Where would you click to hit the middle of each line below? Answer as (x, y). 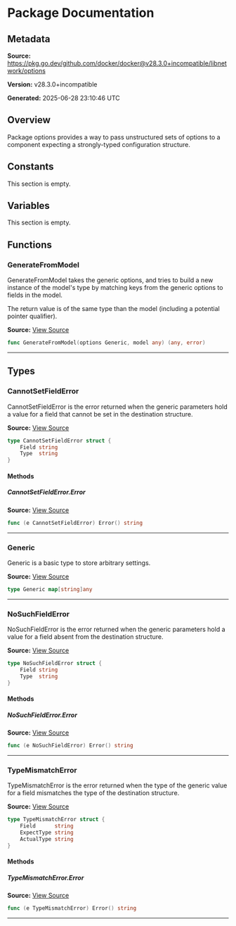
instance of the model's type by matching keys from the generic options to (115, 288)
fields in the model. (35, 295)
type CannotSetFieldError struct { (59, 440)
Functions (30, 245)
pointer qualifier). (32, 316)
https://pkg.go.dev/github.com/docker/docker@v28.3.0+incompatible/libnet (117, 63)
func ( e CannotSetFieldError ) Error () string (75, 523)
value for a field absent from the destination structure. (85, 637)
